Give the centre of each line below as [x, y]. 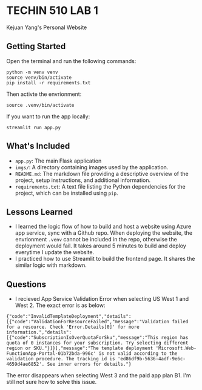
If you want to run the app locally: [48, 116]
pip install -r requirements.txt [49, 82]
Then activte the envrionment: [44, 94]
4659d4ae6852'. [25, 365]
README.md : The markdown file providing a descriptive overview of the [102, 173]
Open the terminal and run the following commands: [71, 61]
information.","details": [39, 332]
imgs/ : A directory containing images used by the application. [92, 167]
